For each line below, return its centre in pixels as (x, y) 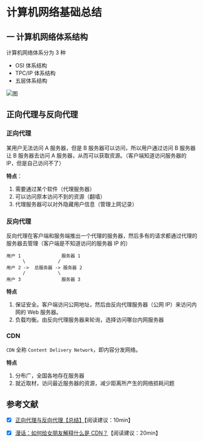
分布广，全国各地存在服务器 (50, 376)
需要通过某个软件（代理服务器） (55, 188)
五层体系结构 (31, 81)
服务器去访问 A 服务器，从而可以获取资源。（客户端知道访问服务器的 (102, 155)
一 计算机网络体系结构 (47, 37)
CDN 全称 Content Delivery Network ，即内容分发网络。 (74, 350)
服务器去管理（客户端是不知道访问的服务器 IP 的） (69, 243)
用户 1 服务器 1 (43, 256)
